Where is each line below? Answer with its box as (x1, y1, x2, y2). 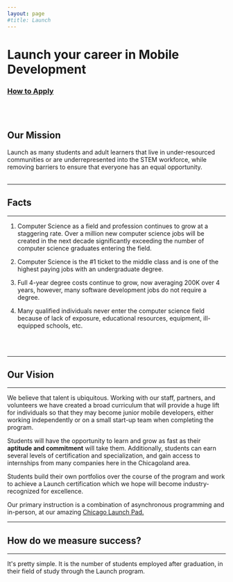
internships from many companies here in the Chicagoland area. (7, 459, 191, 467)
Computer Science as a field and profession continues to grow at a (17, 222, 209, 230)
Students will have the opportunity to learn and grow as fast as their (7, 437, 201, 445)
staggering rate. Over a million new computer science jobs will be (17, 229, 205, 237)
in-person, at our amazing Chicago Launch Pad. (7, 508, 144, 517)
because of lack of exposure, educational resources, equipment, (17, 314, 202, 322)
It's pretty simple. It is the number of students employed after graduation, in (7, 560, 223, 568)
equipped (17, 321, 45, 330)
